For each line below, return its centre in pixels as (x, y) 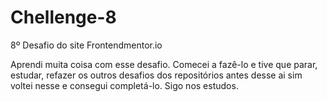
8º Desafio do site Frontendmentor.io (86, 45)
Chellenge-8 (63, 17)
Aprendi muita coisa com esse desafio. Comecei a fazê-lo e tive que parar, (164, 64)
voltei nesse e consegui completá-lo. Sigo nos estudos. (124, 85)
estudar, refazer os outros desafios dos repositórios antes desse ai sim (156, 75)
